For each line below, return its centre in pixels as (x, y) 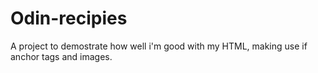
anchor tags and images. (61, 56)
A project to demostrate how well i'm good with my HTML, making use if (159, 46)
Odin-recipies (69, 18)
